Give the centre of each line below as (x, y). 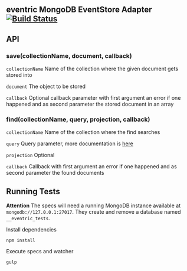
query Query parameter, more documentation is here (70, 143)
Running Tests (33, 191)
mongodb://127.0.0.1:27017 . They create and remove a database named (93, 212)
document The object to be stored (46, 86)
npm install (21, 241)
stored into (19, 75)
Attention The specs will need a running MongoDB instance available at (93, 205)
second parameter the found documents (55, 173)
